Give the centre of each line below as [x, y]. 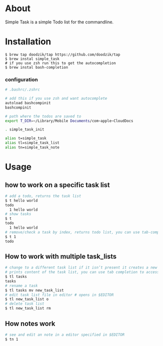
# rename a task [21, 286]
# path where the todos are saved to [43, 116]
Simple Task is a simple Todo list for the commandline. [59, 22]
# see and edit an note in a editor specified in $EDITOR [65, 335]
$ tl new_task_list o [27, 299]
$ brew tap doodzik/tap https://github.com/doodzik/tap [63, 55]
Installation [28, 42]
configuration [22, 79]
